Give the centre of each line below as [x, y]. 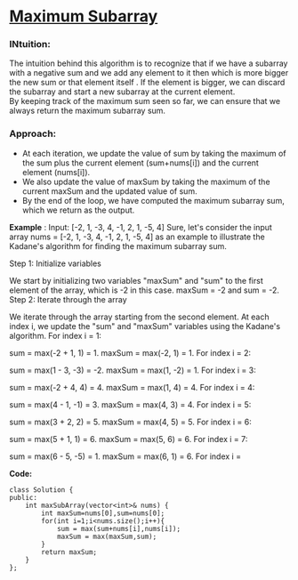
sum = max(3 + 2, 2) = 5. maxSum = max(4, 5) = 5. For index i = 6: [130, 422]
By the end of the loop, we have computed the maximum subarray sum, [153, 200]
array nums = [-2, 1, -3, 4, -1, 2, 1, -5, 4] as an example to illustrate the [137, 237]
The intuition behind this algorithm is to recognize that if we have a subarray [149, 63]
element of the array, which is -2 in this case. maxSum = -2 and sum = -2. [145, 290]
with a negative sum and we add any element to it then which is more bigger [149, 73]
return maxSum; [69, 552]
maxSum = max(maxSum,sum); [107, 536]
